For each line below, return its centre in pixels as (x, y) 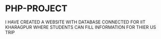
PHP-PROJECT (36, 9)
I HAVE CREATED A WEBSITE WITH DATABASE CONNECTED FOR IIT (75, 22)
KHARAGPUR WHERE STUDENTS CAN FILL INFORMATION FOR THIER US (80, 27)
